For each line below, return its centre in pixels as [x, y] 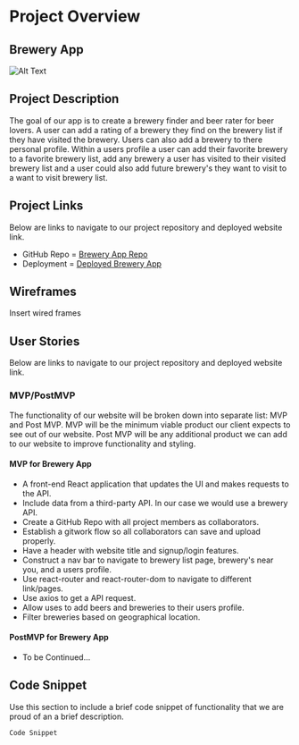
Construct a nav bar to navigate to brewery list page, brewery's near [148, 560]
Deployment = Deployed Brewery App [92, 263]
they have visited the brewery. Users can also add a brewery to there [136, 140]
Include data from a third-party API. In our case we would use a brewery [155, 503]
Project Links [46, 206]
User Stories [45, 341]
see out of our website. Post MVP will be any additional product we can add [148, 434]
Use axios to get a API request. [79, 597]
